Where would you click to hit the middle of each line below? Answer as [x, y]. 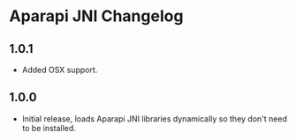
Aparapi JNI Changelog [96, 16]
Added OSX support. [60, 70]
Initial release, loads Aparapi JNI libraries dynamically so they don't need [154, 118]
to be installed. [49, 128]
